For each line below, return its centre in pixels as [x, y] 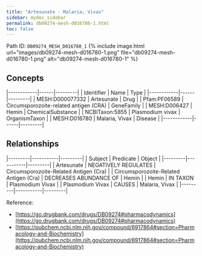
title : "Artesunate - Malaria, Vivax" [55, 12]
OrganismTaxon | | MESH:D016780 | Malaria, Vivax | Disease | [83, 118]
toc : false [20, 29]
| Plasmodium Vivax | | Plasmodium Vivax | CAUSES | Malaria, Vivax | [92, 184]
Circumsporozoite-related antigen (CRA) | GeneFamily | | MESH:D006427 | [99, 106]
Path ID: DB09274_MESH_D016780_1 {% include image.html [76, 46]
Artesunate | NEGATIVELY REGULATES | [106, 165]
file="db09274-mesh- [148, 53]
